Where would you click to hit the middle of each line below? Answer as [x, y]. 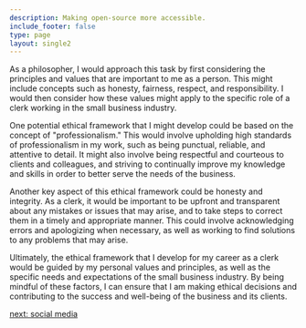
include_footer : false [53, 26]
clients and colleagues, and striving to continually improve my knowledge [148, 164]
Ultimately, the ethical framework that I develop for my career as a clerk [144, 258]
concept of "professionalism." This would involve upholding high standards [151, 135]
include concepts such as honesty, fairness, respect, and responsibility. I [147, 88]
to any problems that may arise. [69, 240]
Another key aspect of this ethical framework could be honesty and [136, 191]
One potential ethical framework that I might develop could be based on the [152, 126]
